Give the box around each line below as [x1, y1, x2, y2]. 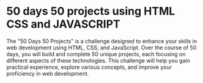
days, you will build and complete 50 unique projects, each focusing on [6, 50, 186, 57]
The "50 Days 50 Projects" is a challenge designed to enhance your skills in [6, 37, 197, 45]
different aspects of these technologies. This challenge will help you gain [6, 57, 191, 64]
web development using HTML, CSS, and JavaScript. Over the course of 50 [6, 44, 197, 51]
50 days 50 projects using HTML [6, 4, 175, 18]
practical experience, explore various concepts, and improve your [6, 63, 172, 71]
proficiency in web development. [6, 70, 89, 77]
